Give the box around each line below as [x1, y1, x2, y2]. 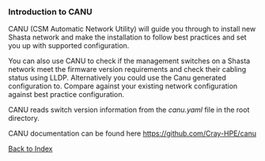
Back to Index [8, 144, 53, 154]
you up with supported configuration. [8, 41, 130, 51]
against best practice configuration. [8, 90, 125, 99]
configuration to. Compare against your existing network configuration [8, 81, 238, 91]
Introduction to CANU [8, 6, 93, 17]
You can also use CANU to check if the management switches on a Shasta [8, 56, 251, 66]
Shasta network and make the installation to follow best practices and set [8, 32, 247, 42]
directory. [8, 114, 40, 123]
